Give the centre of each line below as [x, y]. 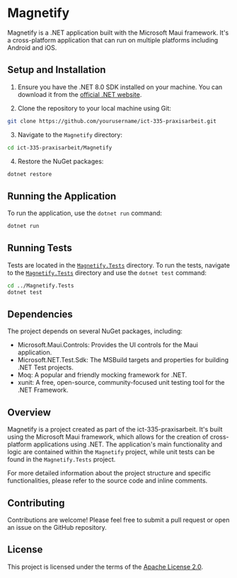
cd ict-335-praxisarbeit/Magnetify [60, 148]
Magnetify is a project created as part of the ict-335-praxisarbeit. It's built [115, 429]
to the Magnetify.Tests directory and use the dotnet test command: [107, 272]
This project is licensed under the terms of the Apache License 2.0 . [105, 567]
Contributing [36, 503]
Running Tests [40, 248]
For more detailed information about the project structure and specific [109, 473]
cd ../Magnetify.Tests [41, 285]
